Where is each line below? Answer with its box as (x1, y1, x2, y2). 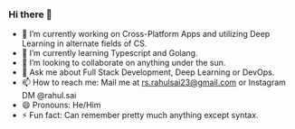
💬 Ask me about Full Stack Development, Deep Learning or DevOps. (21, 67, 275, 78)
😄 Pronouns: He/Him (21, 99, 101, 111)
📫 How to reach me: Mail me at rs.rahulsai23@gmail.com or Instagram (21, 77, 287, 88)
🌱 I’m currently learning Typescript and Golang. (21, 48, 198, 59)
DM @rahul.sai (21, 90, 77, 101)
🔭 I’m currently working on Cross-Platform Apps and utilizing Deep (21, 29, 271, 40)
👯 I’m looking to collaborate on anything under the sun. (21, 58, 226, 69)
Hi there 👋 (8, 8, 53, 21)
